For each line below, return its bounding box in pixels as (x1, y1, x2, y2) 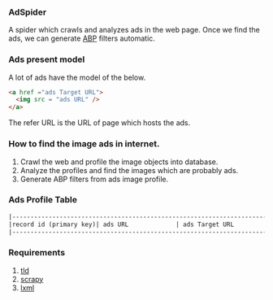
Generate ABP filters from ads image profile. (19, 174, 169, 184)
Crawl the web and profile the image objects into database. (19, 157, 219, 167)
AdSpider (8, 7, 47, 18)
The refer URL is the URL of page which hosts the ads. (8, 118, 191, 128)
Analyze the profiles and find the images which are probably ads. (19, 165, 239, 175)
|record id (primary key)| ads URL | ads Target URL (8, 220, 234, 228)
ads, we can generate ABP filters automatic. (8, 33, 156, 43)
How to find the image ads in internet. (8, 138, 160, 150)
